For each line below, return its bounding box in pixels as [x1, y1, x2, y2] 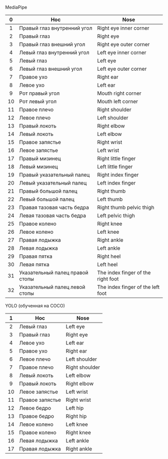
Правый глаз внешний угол [19, 41, 85, 48]
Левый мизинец [19, 163, 58, 170]
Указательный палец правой [19, 269, 88, 276]
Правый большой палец [19, 188, 77, 195]
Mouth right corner [97, 90, 141, 97]
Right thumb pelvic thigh [97, 204, 154, 211]
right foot [97, 275, 119, 282]
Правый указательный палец [19, 172, 90, 178]
